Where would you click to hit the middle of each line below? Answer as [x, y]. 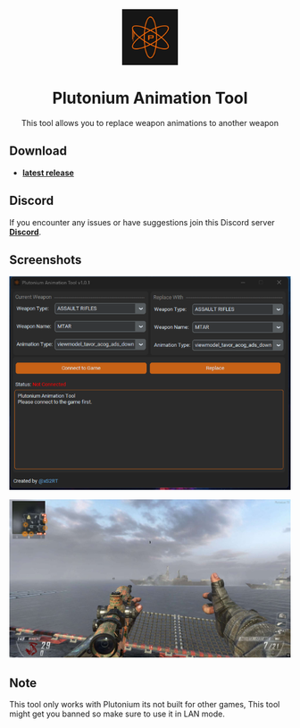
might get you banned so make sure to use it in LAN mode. [117, 714]
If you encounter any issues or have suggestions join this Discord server [142, 222]
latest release [48, 173]
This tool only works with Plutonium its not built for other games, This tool [145, 705]
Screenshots [46, 260]
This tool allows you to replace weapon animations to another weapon [150, 123]
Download [38, 151]
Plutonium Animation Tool [150, 98]
